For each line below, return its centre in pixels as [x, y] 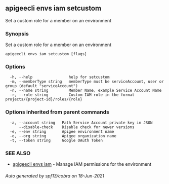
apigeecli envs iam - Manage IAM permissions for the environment [82, 164]
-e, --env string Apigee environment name [62, 131]
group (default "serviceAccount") [42, 86]
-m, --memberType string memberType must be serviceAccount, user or [87, 82]
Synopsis [17, 33]
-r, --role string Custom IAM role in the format [72, 95]
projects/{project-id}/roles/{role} [44, 99]
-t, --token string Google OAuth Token [56, 140]
